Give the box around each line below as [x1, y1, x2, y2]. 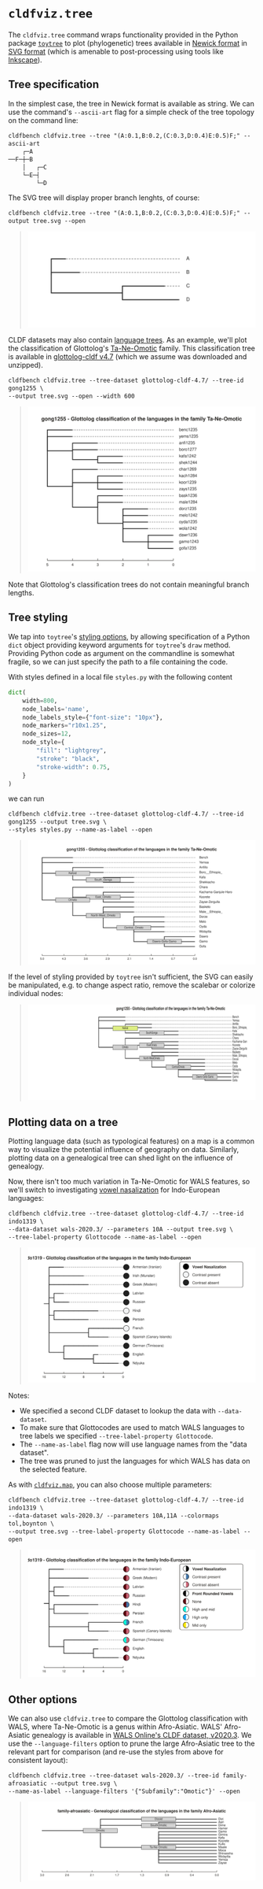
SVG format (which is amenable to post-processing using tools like [8, 46, 224, 56]
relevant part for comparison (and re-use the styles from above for [8, 1747, 224, 1757]
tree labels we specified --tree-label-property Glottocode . [19, 1431, 214, 1440]
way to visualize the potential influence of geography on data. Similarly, [8, 1145, 239, 1154]
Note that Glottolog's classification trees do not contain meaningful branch [8, 580, 250, 590]
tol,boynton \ [8, 1520, 55, 1528]
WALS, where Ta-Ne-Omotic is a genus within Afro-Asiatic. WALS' [8, 1722, 222, 1732]
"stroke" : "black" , [36, 754, 100, 763]
